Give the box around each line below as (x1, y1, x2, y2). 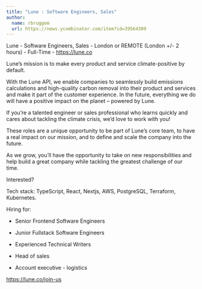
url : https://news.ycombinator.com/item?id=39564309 (11, 25, 147, 32)
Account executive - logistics (14, 264, 88, 272)
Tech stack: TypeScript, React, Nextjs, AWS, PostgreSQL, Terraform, (6, 188, 176, 195)
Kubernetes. (6, 194, 37, 202)
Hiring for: (6, 206, 31, 213)
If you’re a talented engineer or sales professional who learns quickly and (6, 109, 188, 116)
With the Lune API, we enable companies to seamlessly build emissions (6, 78, 183, 85)
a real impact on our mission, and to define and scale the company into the (6, 134, 192, 141)
